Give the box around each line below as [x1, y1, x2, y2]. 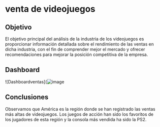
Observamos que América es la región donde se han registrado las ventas [5, 106, 156, 112]
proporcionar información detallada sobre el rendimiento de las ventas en [5, 41, 154, 47]
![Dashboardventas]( [5, 78, 47, 84]
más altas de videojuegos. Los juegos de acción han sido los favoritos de [5, 111, 154, 117]
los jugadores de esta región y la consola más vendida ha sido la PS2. [5, 116, 147, 122]
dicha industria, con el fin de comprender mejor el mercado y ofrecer [5, 47, 145, 52]
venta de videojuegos [5, 3, 96, 15]
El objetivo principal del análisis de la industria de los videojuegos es [5, 36, 144, 42]
